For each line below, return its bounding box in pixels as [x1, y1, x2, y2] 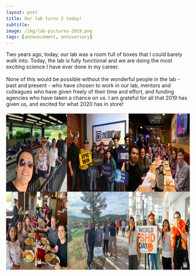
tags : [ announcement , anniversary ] [6, 34, 93, 40]
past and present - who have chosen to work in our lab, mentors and [6, 82, 171, 89]
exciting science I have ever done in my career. [6, 63, 120, 70]
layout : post [6, 9, 38, 15]
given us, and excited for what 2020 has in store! [6, 101, 124, 108]
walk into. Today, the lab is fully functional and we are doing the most [6, 57, 173, 64]
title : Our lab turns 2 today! [6, 15, 82, 22]
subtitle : [6, 22, 30, 27]
